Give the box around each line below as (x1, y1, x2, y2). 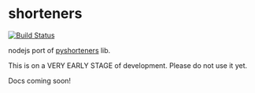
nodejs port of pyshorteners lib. (8, 45, 111, 55)
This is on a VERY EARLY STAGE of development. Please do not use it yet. (8, 60, 248, 70)
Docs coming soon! (8, 76, 72, 85)
